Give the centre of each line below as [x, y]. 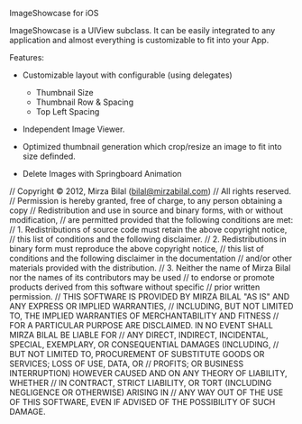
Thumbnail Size [64, 92]
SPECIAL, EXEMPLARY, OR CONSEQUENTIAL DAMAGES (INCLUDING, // [144, 345]
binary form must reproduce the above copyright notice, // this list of [137, 249]
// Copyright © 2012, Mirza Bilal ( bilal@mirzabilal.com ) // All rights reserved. [150, 191]
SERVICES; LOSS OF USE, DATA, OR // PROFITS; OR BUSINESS [127, 364]
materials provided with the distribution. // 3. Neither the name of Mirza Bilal [150, 268]
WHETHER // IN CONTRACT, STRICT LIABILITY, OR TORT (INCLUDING [141, 383]
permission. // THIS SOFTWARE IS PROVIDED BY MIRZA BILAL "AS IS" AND [150, 296]
